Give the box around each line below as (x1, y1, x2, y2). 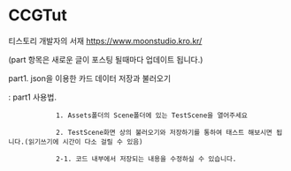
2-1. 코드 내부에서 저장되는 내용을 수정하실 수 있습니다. (55, 154, 237, 163)
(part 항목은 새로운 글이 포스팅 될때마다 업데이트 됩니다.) (8, 54, 203, 64)
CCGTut (8, 5, 67, 26)
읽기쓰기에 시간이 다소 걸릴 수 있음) (28, 138, 143, 146)
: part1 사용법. (8, 92, 57, 102)
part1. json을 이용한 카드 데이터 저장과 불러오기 (8, 72, 172, 84)
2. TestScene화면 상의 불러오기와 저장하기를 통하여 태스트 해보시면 (55, 128, 273, 137)
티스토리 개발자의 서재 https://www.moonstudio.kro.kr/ (8, 35, 203, 46)
